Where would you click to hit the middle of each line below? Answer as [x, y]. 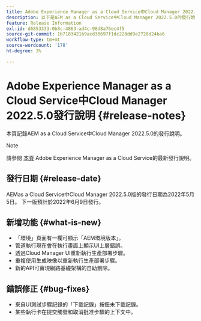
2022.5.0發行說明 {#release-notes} [96, 115]
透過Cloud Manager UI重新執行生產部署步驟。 [72, 253]
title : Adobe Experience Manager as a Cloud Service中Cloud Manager [93, 12]
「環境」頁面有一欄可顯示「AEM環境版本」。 [69, 238]
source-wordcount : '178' [37, 46]
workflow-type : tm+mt [33, 40]
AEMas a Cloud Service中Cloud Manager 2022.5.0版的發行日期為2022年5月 [100, 194]
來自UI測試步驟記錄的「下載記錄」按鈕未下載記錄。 [78, 305]
